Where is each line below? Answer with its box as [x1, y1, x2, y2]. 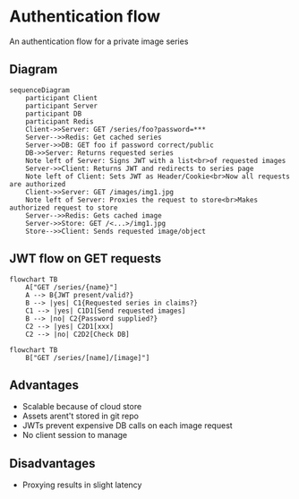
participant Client [25, 93, 98, 102]
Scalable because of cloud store [21, 401, 142, 412]
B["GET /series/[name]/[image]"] [25, 353, 150, 362]
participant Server [25, 101, 98, 110]
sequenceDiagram [9, 85, 70, 95]
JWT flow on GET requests [9, 251, 162, 266]
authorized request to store [9, 203, 118, 212]
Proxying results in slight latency [21, 479, 142, 490]
